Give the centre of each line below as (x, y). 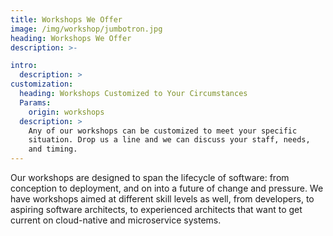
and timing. (53, 149)
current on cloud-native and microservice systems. (116, 220)
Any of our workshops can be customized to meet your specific (163, 131)
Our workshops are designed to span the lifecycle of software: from (150, 177)
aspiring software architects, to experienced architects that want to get (156, 209)
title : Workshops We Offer (66, 19)
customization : (42, 84)
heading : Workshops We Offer (71, 38)
